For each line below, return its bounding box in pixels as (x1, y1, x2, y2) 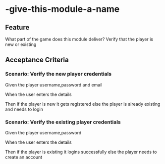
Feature (5, 23, 30, 32)
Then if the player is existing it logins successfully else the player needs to (5, 149, 157, 155)
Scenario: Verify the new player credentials (5, 71, 112, 78)
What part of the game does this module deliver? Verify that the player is (5, 36, 154, 42)
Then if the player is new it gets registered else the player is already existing (5, 101, 161, 107)
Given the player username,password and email (5, 82, 103, 87)
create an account (5, 154, 43, 160)
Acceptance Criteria (5, 56, 69, 64)
